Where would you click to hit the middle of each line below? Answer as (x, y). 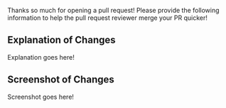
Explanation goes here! (41, 57)
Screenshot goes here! (41, 97)
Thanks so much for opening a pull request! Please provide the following (113, 10)
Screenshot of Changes (61, 80)
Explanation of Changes (61, 40)
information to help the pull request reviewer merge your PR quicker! (108, 18)
